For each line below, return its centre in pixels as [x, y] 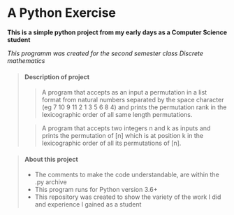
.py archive [51, 182]
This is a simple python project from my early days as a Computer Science [117, 32]
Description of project [57, 77]
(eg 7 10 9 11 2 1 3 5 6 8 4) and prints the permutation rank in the [134, 107]
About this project [51, 159]
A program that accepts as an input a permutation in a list [124, 92]
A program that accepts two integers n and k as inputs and [126, 128]
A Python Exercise [62, 13]
